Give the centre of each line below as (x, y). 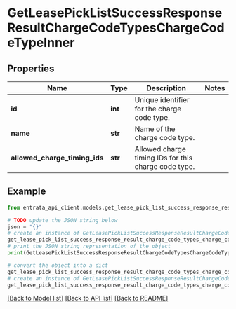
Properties (31, 68)
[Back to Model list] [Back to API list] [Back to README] (88, 298)
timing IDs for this (164, 158)
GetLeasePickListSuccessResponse (115, 13)
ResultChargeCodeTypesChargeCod (116, 28)
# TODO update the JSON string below (63, 220)
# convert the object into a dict (58, 265)
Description (166, 88)
